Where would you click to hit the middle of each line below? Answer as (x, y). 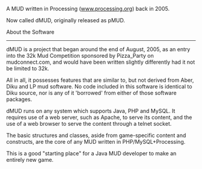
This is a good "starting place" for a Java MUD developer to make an (91, 153)
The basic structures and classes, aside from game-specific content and (96, 135)
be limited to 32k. (28, 68)
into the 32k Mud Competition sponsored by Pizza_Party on (80, 56)
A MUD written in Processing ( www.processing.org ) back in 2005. (88, 9)
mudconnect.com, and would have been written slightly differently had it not (101, 62)
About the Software (30, 32)
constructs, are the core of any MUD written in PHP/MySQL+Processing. (96, 142)
